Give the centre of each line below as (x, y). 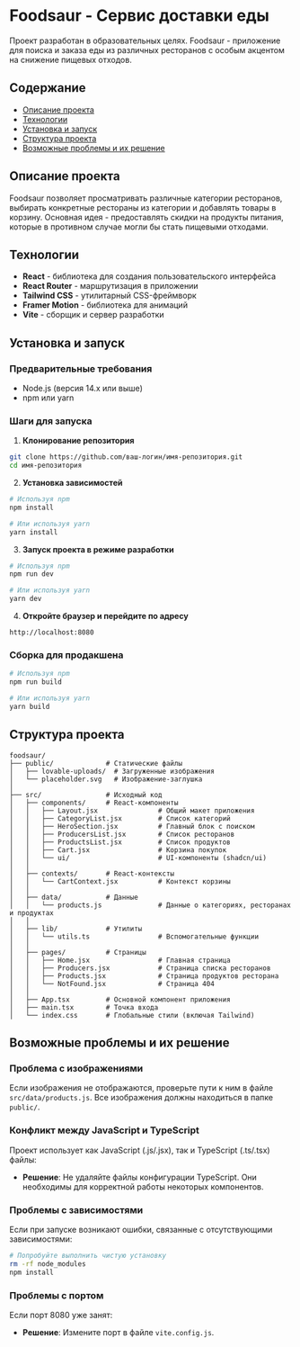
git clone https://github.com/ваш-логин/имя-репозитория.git (126, 457)
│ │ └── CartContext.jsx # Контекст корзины (120, 881)
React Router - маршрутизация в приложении (110, 286)
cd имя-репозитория (46, 466)
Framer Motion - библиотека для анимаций (105, 305)
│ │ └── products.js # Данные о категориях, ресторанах (150, 905)
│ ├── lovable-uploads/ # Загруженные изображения (112, 771)
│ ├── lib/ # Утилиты (76, 929)
